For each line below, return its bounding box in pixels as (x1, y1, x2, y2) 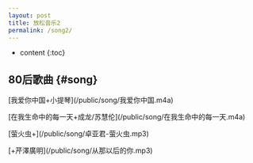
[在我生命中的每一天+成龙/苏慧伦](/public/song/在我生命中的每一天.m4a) (8, 112, 246, 122)
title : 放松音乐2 (8, 19, 61, 27)
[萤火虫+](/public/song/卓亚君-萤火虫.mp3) (8, 129, 149, 138)
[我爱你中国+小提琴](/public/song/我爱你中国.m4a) (8, 96, 174, 105)
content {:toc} (19, 48, 66, 58)
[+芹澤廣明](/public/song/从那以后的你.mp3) (8, 146, 153, 155)
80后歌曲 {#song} (8, 73, 98, 86)
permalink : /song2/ (8, 26, 73, 34)
